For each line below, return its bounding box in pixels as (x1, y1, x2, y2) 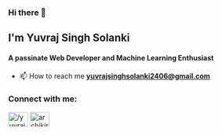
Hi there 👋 (8, 7, 47, 18)
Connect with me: (8, 93, 78, 104)
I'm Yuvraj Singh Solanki (8, 31, 130, 45)
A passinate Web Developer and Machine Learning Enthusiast (8, 53, 214, 62)
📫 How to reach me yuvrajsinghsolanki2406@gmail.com (19, 71, 210, 81)
